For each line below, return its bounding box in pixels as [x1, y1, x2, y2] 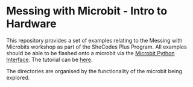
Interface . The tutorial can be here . [6, 56, 93, 63]
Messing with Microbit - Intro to [6, 4, 168, 18]
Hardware [6, 17, 57, 31]
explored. [6, 74, 30, 81]
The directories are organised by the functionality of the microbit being [6, 67, 183, 74]
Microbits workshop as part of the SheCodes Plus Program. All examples [6, 43, 187, 50]
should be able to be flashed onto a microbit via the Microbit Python [6, 49, 175, 56]
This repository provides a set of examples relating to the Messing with [6, 37, 183, 44]
